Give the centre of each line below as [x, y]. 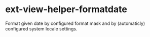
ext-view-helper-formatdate [66, 9]
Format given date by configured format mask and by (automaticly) [75, 23]
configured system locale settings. [41, 28]
